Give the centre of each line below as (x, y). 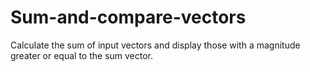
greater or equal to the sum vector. (82, 55)
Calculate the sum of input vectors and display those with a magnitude (155, 45)
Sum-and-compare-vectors (128, 17)
